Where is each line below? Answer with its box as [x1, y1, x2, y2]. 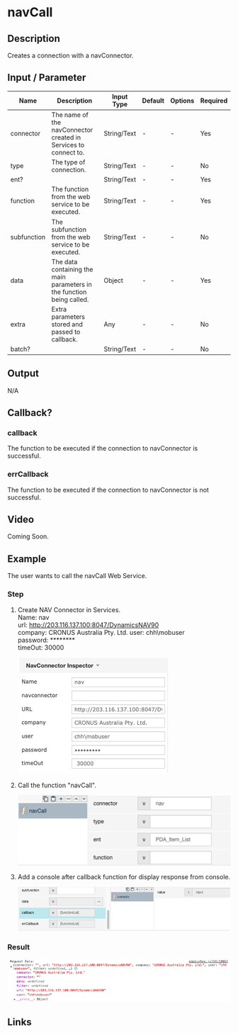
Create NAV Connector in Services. [17, 605, 121, 614]
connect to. [51, 148, 85, 157]
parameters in [51, 280, 92, 288]
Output [7, 368, 39, 380]
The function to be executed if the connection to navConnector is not [7, 485, 209, 494]
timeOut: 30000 [17, 643, 64, 652]
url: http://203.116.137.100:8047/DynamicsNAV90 [17, 621, 159, 629]
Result [7, 942, 30, 952]
